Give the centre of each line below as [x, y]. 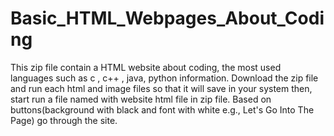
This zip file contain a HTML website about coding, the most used [146, 67]
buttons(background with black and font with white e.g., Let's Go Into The [162, 109]
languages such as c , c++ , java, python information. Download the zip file [164, 78]
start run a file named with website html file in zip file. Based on [141, 99]
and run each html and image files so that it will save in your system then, [161, 88]
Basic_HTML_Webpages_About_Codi [167, 18]
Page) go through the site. [64, 120]
